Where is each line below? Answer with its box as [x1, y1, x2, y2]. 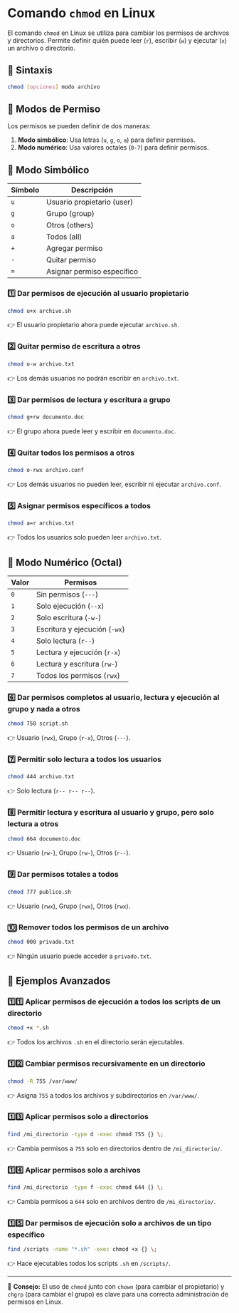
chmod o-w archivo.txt [7, 360, 75, 368]
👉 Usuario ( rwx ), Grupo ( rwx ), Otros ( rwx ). [7, 902, 131, 910]
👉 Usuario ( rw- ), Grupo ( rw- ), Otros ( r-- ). [7, 848, 131, 857]
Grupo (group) [46, 209, 95, 219]
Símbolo [11, 185, 40, 195]
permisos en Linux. [7, 1297, 63, 1306]
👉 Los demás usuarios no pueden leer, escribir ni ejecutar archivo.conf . [7, 480, 222, 488]
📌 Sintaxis [7, 64, 53, 76]
